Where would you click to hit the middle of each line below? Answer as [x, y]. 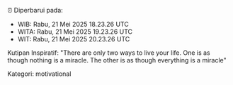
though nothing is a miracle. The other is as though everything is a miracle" [117, 60]
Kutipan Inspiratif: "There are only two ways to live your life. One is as [109, 53]
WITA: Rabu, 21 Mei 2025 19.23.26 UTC [75, 32]
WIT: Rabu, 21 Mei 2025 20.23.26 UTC [74, 39]
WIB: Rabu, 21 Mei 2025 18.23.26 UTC [73, 24]
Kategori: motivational [39, 74]
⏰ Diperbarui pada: [35, 10]
